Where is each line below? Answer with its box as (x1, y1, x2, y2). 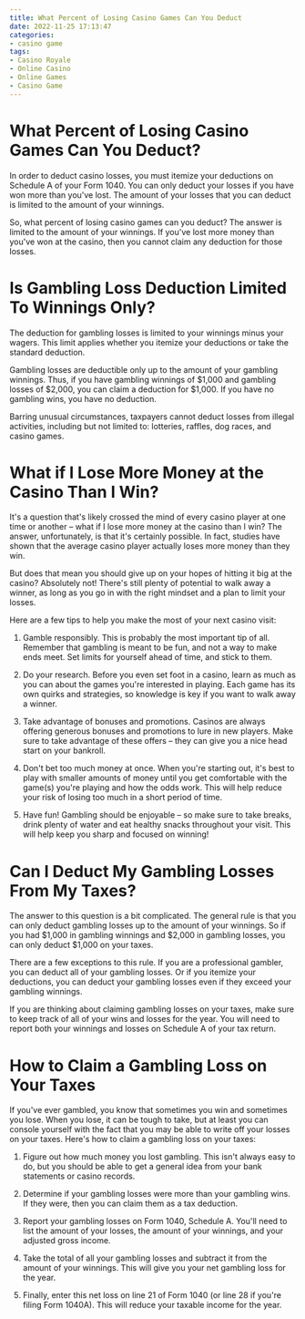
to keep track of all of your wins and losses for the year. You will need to (9, 1014, 280, 1025)
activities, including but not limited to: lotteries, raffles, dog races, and (9, 420, 271, 431)
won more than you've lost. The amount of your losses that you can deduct (9, 189, 291, 201)
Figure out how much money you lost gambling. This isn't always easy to (22, 1151, 296, 1162)
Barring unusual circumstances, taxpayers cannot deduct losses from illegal (9, 411, 294, 422)
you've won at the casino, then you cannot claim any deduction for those (9, 236, 283, 247)
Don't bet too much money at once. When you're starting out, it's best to (22, 763, 295, 774)
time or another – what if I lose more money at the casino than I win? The (9, 521, 282, 532)
